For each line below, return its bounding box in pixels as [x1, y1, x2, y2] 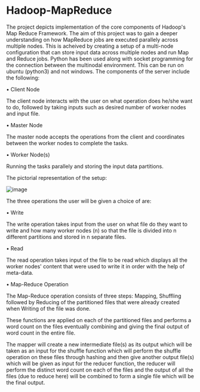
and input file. [6, 110, 40, 117]
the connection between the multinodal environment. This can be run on [6, 61, 184, 69]
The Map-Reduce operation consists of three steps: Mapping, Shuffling [6, 292, 181, 299]
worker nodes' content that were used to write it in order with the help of [6, 262, 185, 269]
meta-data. [6, 269, 34, 276]
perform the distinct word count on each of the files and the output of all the [6, 366, 193, 373]
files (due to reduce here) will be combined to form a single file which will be [6, 372, 194, 379]
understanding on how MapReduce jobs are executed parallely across [6, 36, 179, 43]
